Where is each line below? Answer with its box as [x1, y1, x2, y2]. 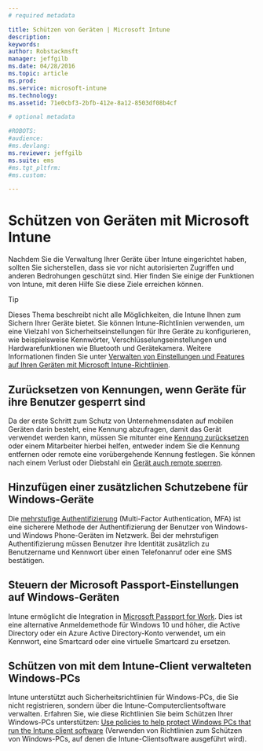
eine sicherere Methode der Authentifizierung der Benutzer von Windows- [8, 522, 249, 532]
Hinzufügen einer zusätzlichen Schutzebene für [8, 480, 249, 494]
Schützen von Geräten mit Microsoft [8, 212, 250, 230]
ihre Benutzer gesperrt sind [8, 395, 146, 409]
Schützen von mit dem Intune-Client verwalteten [8, 660, 252, 673]
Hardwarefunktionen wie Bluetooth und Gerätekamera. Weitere [8, 344, 212, 353]
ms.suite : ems [8, 156, 55, 164]
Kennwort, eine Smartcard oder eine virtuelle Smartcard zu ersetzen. [8, 636, 231, 646]
